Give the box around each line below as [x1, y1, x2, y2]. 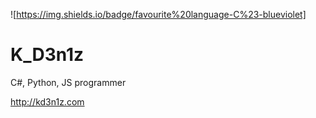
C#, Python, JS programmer [10, 76, 127, 88]
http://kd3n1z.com [10, 95, 85, 108]
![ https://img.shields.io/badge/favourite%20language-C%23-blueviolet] [10, 9, 307, 20]
